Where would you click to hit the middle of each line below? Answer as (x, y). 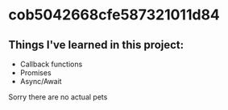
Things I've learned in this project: (96, 45)
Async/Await (41, 81)
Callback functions (51, 64)
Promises (35, 73)
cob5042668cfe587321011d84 (114, 15)
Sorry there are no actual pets (58, 97)
